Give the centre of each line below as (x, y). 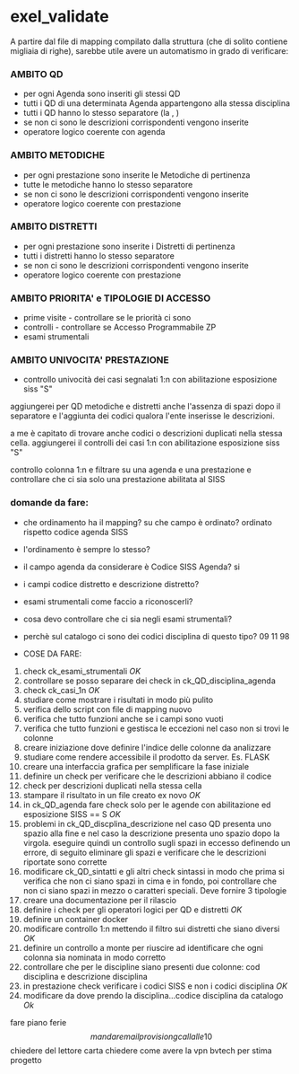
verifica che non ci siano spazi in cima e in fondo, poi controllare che (150, 881)
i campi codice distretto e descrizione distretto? (111, 584)
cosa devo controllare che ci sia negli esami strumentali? (127, 619)
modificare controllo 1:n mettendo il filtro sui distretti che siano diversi (151, 929)
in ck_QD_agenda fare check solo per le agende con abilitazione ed (147, 805)
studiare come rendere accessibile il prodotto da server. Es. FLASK (146, 757)
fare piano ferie (38, 1022)
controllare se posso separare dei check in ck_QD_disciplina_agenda (149, 681)
